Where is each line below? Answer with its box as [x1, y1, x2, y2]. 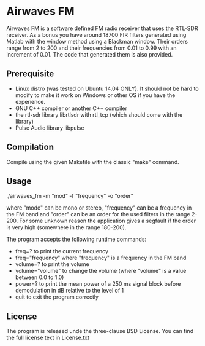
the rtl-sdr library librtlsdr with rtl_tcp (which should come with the [15, 111, 183, 118]
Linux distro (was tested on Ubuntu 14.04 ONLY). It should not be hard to [15, 85, 199, 92]
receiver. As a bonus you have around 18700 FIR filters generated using [6, 31, 187, 38]
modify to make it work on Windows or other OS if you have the [15, 91, 176, 99]
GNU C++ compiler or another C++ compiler [15, 104, 127, 112]
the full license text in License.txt [6, 334, 90, 342]
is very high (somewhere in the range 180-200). [6, 224, 127, 231]
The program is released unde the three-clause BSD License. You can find [6, 328, 194, 335]
